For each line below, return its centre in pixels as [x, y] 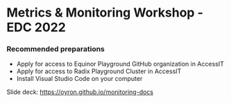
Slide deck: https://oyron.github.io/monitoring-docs [80, 92]
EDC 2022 [36, 27]
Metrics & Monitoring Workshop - [105, 13]
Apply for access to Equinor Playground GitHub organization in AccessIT [120, 64]
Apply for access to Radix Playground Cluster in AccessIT [99, 71]
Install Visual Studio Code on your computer [79, 79]
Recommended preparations [56, 49]
